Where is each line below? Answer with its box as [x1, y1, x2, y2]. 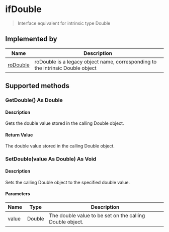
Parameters [5, 191, 30, 197]
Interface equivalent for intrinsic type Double [17, 20, 111, 26]
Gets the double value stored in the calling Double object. [5, 120, 124, 126]
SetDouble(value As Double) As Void [5, 156, 97, 163]
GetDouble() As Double [5, 97, 63, 104]
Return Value [5, 132, 33, 138]
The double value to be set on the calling [49, 212, 145, 219]
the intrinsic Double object [34, 64, 97, 71]
